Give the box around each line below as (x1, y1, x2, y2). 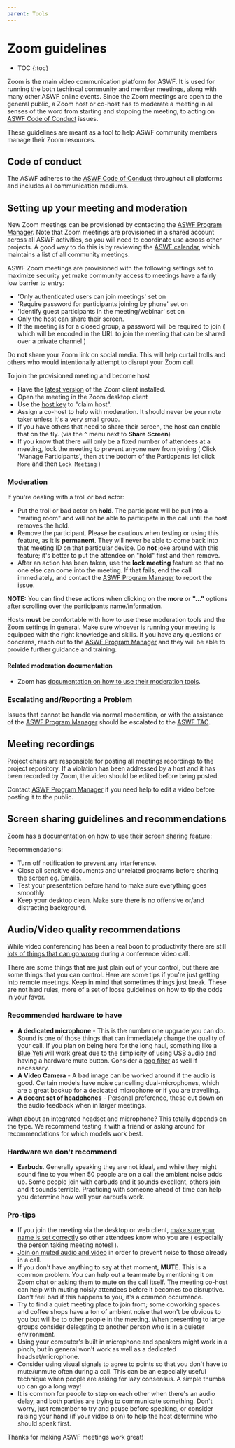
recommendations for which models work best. (7, 1129, 143, 1138)
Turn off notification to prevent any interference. (17, 859, 157, 867)
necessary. (17, 1063, 50, 1072)
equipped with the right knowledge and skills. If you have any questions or (7, 630, 222, 639)
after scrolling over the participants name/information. (7, 602, 163, 610)
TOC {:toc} (17, 64, 49, 72)
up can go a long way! (17, 1382, 82, 1391)
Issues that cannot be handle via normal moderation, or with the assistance (7, 710, 224, 719)
